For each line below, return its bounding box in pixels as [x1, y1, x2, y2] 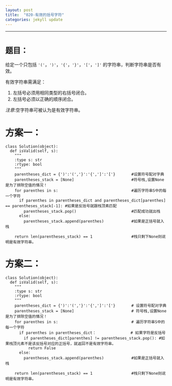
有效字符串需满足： [5, 79, 46, 85]
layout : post [5, 7, 33, 13]
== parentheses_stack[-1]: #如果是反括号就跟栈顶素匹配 [5, 203, 117, 209]
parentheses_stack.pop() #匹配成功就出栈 [24, 209, 161, 214]
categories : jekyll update [5, 17, 63, 22]
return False [28, 346, 56, 351]
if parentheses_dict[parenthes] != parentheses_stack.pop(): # [24, 336, 161, 341]
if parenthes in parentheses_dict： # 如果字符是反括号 [18, 330, 166, 335]
